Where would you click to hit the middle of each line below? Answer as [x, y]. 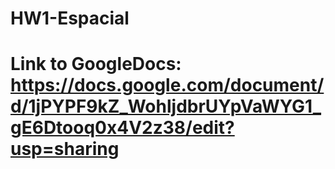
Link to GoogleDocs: [96, 64]
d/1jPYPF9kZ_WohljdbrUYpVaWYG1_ [166, 106]
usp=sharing [65, 149]
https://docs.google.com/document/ [167, 85]
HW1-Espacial [70, 18]
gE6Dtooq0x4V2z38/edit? [122, 128]
